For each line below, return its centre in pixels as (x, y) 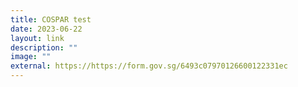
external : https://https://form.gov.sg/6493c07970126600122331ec (149, 66)
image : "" (31, 57)
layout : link (37, 38)
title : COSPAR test (51, 19)
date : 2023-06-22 (46, 29)
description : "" (44, 47)
